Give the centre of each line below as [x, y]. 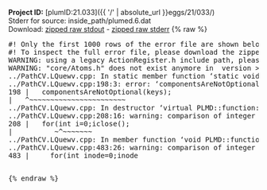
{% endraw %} [34, 178]
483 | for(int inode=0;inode [74, 155]
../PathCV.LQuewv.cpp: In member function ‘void [104, 140]
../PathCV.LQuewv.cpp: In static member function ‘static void [134, 76]
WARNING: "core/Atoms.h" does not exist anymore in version [130, 68]
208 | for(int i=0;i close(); [69, 124]
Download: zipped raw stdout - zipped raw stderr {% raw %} [108, 29]
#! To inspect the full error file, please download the [122, 52]
